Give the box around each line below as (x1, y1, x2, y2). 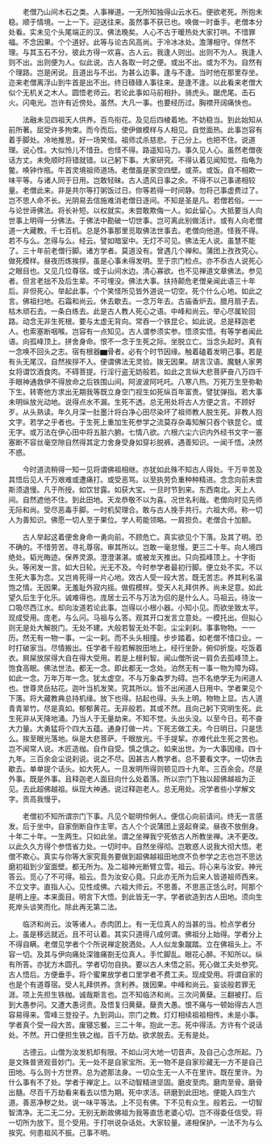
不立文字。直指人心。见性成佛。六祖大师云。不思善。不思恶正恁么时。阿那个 (8, 882, 263, 891)
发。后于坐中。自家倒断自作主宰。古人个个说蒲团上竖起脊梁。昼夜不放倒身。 (8, 822, 263, 831)
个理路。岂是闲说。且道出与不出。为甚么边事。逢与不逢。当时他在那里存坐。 (8, 68, 263, 77)
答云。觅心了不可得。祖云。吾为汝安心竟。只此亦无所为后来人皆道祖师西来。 (8, 872, 263, 881)
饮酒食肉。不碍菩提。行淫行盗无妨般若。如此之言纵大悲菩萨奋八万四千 (29, 367, 263, 377)
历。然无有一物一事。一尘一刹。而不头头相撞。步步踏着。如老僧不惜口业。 (8, 633, 256, 643)
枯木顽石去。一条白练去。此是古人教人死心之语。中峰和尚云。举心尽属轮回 (8, 306, 256, 316)
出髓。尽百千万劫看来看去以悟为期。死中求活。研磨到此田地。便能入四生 (8, 1088, 248, 1097)
